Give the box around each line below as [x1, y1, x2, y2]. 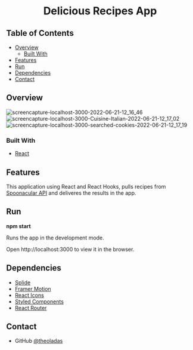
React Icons [14, 291, 45, 299]
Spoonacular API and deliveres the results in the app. [6, 189, 136, 197]
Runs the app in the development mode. [6, 234, 104, 241]
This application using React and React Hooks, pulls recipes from [6, 183, 166, 190]
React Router [14, 304, 47, 311]
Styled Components [14, 297, 64, 305]
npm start [6, 222, 31, 229]
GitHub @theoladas [14, 337, 63, 345]
